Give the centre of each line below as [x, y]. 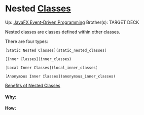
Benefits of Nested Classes [33, 85]
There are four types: [27, 41]
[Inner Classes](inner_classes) [38, 59]
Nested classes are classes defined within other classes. [63, 32]
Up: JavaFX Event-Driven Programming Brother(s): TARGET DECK [72, 22]
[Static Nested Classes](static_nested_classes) [56, 50]
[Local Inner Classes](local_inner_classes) [52, 68]
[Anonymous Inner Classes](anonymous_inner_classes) [60, 76]
